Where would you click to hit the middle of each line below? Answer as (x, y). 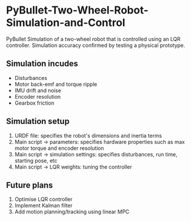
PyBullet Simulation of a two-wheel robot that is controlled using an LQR (93, 39)
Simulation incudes (42, 64)
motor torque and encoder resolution (59, 148)
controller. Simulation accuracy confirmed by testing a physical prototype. (95, 45)
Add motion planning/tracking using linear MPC (72, 212)
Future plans (29, 185)
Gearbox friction (34, 103)
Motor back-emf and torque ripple (56, 84)
